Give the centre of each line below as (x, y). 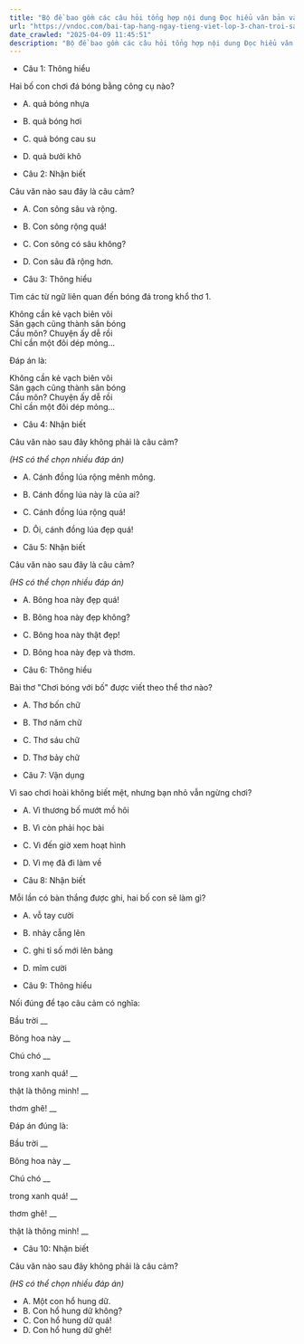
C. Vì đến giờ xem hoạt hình (74, 845)
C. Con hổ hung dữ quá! (67, 1320)
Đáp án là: (28, 361)
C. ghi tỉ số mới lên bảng (67, 950)
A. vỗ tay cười (48, 916)
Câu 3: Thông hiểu (57, 279)
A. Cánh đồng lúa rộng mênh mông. (89, 477)
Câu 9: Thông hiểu (57, 986)
